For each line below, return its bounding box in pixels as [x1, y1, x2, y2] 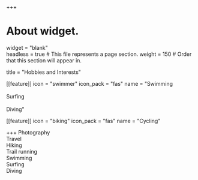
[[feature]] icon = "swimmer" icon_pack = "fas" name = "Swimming [6, 80, 173, 87]
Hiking [6, 142, 22, 149]
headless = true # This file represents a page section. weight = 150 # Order [6, 50, 192, 58]
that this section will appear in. [6, 56, 82, 64]
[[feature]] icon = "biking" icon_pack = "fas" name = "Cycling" [6, 117, 161, 124]
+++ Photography [6, 128, 50, 136]
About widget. [6, 25, 79, 38]
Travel [6, 135, 22, 142]
